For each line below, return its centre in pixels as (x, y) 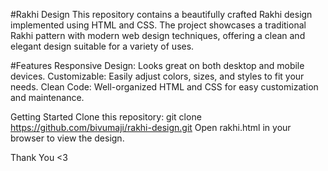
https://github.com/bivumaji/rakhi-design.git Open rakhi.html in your (151, 127)
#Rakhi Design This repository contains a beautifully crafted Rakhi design (161, 14)
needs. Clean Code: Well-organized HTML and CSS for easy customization (164, 87)
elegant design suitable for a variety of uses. (102, 46)
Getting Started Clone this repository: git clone (106, 117)
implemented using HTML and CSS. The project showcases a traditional (158, 25)
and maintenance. (47, 97)
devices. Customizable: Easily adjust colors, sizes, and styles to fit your (157, 76)
